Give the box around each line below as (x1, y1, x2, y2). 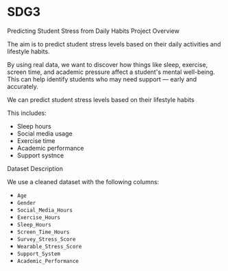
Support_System (16, 250, 61, 257)
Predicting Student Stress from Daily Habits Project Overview (7, 27, 180, 35)
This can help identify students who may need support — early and (7, 75, 197, 83)
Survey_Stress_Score (16, 235, 76, 243)
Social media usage (16, 129, 73, 138)
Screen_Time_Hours (16, 229, 70, 235)
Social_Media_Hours (16, 207, 73, 214)
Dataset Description (7, 164, 64, 172)
